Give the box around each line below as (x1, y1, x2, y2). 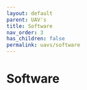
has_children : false (6, 35, 66, 42)
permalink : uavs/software (6, 42, 80, 48)
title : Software (6, 22, 53, 29)
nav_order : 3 (6, 29, 44, 36)
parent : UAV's (6, 16, 47, 23)
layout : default (6, 10, 53, 17)
